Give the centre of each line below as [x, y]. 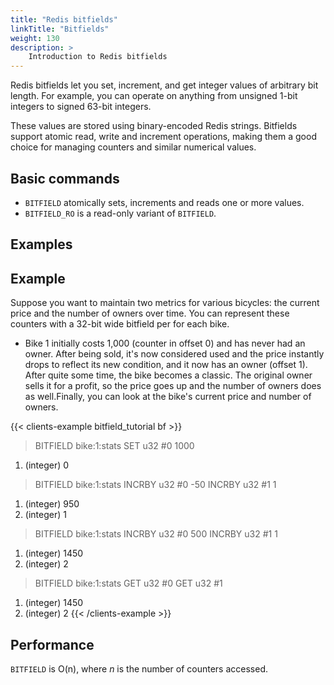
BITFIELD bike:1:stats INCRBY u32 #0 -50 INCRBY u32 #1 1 [155, 485]
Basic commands [65, 178]
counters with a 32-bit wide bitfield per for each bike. [120, 324]
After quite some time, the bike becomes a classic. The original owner [168, 375]
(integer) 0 [47, 465]
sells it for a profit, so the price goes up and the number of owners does [173, 386]
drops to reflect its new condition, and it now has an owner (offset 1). [166, 365]
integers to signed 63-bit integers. [81, 107]
